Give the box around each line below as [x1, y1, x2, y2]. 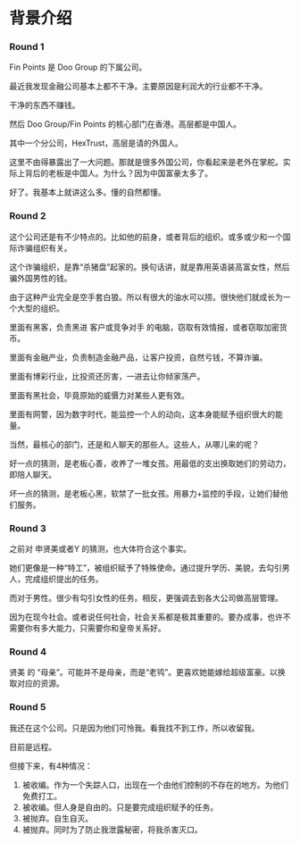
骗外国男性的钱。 [9, 272, 72, 283]
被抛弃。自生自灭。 [21, 813, 94, 823]
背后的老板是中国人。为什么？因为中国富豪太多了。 [24, 168, 212, 179]
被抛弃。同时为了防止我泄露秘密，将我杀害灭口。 [21, 823, 203, 835]
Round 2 [9, 210, 46, 222]
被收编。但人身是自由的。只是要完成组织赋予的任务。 [21, 801, 219, 813]
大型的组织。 [16, 303, 64, 313]
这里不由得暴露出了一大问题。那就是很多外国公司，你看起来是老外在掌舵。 [9, 157, 283, 168]
